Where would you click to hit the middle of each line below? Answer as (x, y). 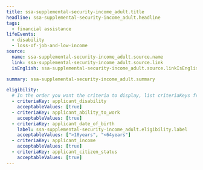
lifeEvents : (21, 34)
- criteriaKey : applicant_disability (59, 101)
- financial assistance (41, 29)
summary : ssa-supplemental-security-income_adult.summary (81, 79)
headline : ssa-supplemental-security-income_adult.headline (84, 18)
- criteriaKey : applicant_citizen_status (65, 152)
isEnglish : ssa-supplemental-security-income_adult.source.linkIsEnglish (106, 68)
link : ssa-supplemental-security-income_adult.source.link (88, 62)
